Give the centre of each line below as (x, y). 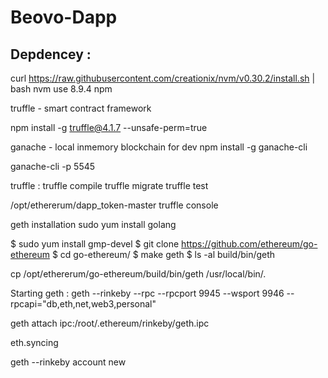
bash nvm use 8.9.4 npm (61, 89)
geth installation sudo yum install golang (93, 224)
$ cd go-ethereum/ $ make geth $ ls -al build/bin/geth (163, 254)
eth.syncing (34, 342)
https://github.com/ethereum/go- (249, 244)
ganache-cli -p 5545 (53, 166)
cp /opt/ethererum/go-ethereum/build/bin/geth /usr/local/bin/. (138, 274)
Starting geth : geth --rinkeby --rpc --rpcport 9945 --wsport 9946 (147, 293)
